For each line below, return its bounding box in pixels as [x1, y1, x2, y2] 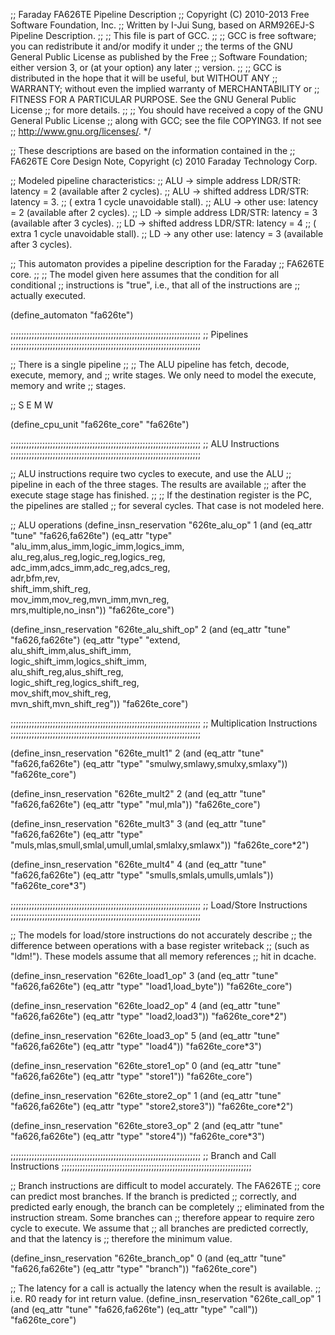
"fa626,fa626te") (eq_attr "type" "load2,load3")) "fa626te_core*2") [10, 1010, 288, 1022]
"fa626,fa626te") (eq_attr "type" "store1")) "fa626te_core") [10, 1070, 253, 1082]
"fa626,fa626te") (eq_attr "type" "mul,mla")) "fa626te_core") [10, 799, 261, 810]
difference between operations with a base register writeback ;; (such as [10, 940, 310, 951]
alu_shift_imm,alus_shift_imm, [10, 645, 132, 656]
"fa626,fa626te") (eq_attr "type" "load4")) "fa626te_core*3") [10, 1040, 262, 1052]
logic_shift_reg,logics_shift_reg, [10, 677, 140, 688]
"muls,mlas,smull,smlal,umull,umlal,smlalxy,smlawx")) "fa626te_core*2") [10, 839, 310, 851]
